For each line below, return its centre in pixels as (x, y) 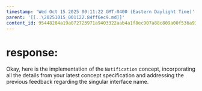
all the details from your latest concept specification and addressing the (95, 75)
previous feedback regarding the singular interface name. (78, 82)
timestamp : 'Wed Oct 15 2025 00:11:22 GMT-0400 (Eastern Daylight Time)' (101, 12)
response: (32, 52)
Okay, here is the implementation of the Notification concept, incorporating (101, 69)
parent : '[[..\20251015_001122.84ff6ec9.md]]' (66, 17)
